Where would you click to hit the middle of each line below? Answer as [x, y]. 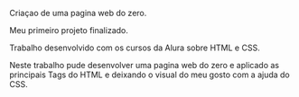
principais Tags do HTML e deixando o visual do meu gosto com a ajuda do [150, 75]
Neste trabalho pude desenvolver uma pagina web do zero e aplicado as [145, 65]
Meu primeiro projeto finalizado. [69, 30]
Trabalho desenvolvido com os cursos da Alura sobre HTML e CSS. [135, 48]
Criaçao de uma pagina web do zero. [78, 13]
